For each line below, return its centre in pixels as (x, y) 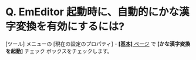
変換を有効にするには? (70, 27)
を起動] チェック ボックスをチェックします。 (59, 51)
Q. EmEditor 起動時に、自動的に (82, 12)
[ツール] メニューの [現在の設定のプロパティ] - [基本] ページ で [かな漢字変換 (98, 44)
